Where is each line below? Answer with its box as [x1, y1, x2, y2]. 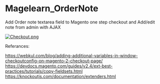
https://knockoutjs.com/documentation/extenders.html [5, 73, 116, 79]
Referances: [5, 43, 30, 49]
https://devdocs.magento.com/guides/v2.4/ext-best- [5, 63, 113, 69]
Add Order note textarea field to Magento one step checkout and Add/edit [5, 19, 155, 25]
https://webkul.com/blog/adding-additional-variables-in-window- [5, 52, 138, 59]
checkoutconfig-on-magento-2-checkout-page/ [5, 58, 103, 63]
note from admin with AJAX [5, 24, 61, 30]
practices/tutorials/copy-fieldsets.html [5, 68, 83, 74]
